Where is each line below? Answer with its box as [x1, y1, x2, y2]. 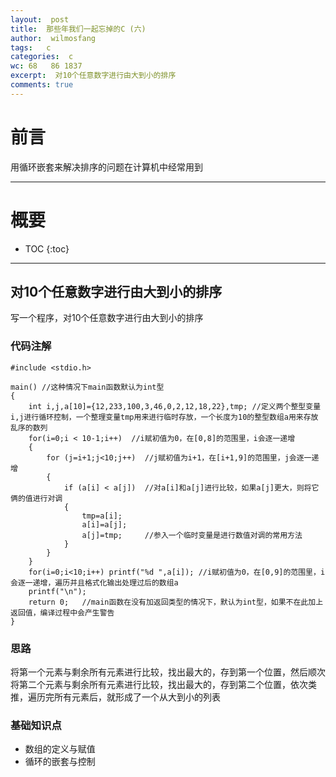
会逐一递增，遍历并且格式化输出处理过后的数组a [10, 577, 179, 588]
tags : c [10, 42, 52, 53]
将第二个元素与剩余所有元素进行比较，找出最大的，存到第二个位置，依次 [10, 679, 308, 691]
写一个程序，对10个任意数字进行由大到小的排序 [10, 312, 204, 324]
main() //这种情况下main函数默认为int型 [10, 382, 165, 392]
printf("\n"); [28, 586, 87, 596]
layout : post [10, 14, 70, 25]
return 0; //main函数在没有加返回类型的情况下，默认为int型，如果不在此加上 [28, 597, 324, 607]
